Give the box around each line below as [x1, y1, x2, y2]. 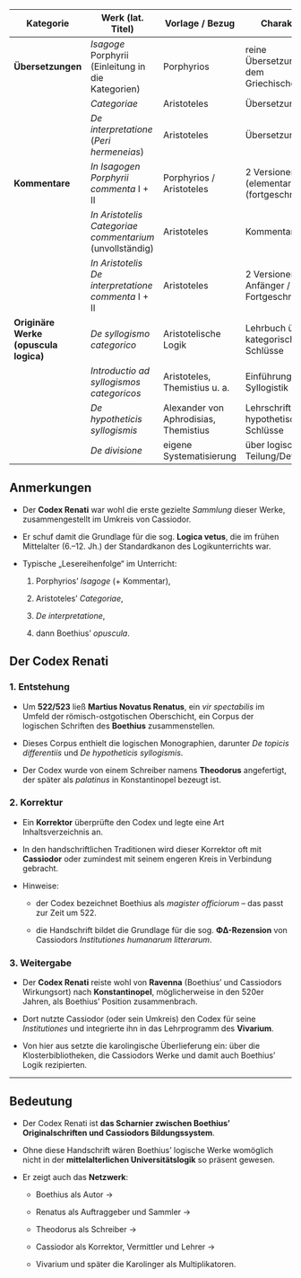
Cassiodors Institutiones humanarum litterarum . [35, 934, 212, 945]
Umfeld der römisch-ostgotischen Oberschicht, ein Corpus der [21, 710, 254, 721]
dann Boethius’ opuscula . [35, 628, 130, 639]
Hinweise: [21, 880, 60, 891]
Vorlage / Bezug [164, 17, 236, 30]
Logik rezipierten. [21, 1060, 88, 1071]
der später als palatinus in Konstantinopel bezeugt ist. [21, 774, 222, 785]
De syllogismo [90, 328, 150, 339]
